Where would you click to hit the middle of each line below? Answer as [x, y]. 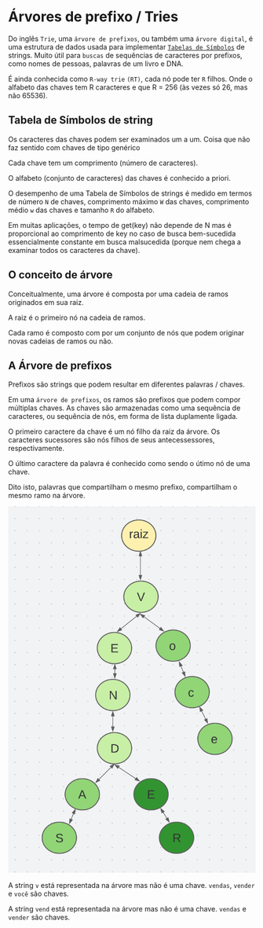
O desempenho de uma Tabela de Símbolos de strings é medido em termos [130, 193]
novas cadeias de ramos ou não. [61, 341]
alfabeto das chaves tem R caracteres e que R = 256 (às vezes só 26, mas [128, 87]
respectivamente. [37, 449]
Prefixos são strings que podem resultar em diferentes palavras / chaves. [127, 384]
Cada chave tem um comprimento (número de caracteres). [103, 163]
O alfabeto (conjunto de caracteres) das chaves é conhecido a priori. [120, 178]
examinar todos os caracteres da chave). [74, 250]
